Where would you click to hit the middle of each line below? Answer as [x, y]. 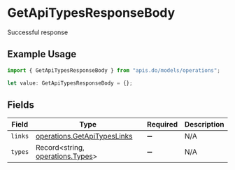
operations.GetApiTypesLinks [84, 136]
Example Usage [42, 54]
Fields [21, 105]
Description [204, 125]
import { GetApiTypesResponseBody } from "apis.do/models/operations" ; [114, 70]
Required [162, 125]
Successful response [38, 32]
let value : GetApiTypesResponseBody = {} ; [70, 83]
